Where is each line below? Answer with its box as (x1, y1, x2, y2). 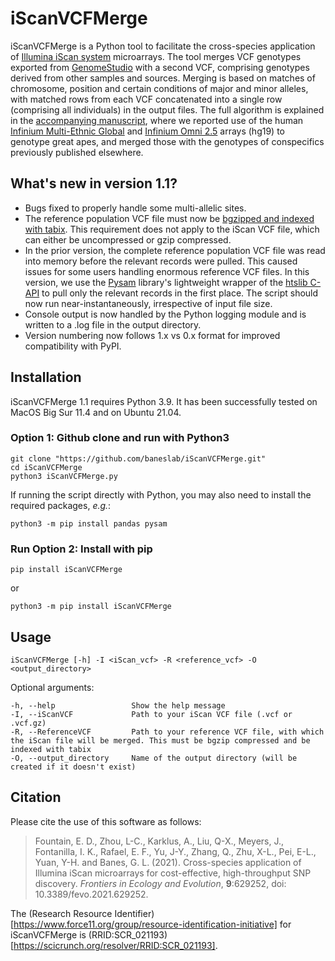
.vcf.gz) (10, 718, 47, 728)
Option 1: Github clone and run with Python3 (10, 431, 230, 445)
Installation (10, 369, 82, 386)
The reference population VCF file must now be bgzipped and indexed (24, 212, 315, 224)
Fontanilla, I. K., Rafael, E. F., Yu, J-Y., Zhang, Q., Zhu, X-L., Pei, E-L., (34, 845, 317, 857)
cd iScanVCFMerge (10, 462, 83, 472)
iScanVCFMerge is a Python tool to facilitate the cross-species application (10, 40, 316, 52)
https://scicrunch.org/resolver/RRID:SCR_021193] (13, 939, 216, 951)
